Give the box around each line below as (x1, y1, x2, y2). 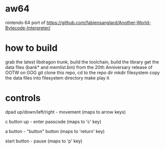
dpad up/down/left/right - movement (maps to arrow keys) (5, 108, 126, 115)
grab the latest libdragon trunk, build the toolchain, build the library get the (5, 58, 159, 65)
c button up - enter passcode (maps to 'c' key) (5, 118, 102, 124)
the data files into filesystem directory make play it (5, 74, 109, 80)
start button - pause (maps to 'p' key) (5, 138, 83, 144)
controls (5, 92, 41, 104)
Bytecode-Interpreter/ (5, 24, 51, 30)
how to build (5, 42, 58, 54)
